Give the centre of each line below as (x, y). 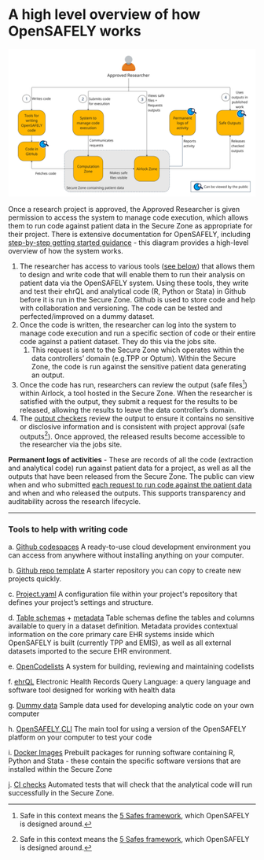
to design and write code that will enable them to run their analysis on (132, 275)
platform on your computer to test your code (80, 737)
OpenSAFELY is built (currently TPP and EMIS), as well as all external (120, 643)
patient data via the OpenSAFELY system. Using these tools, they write (134, 283)
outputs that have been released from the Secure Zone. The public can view (131, 476)
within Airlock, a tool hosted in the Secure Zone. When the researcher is (136, 393)
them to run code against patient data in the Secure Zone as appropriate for (130, 226)
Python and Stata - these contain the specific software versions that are (125, 761)
